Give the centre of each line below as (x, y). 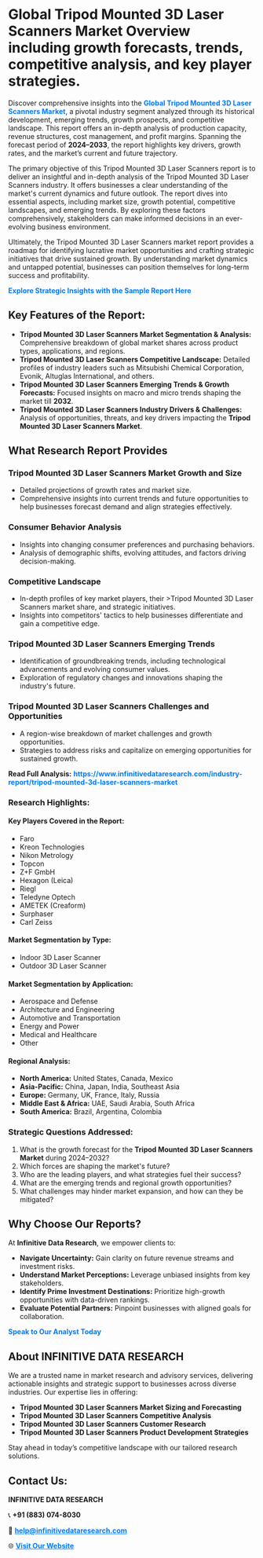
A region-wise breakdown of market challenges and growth (115, 733)
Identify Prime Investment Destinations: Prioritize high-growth (122, 1292)
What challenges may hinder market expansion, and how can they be (131, 1191)
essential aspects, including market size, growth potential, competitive (122, 201)
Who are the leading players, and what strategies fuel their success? (130, 1174)
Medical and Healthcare (58, 1035)
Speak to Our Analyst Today (55, 1332)
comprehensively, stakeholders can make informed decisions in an (116, 218)
